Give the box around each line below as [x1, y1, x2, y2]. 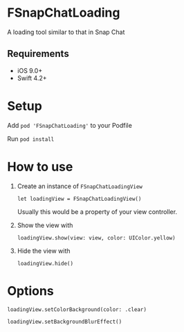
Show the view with [17, 221, 73, 229]
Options [7, 283, 54, 299]
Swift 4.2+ [17, 74, 47, 82]
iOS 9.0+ [17, 66, 43, 74]
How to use [7, 158, 73, 174]
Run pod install [7, 134, 55, 143]
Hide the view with [17, 247, 71, 255]
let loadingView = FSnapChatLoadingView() [17, 195, 142, 202]
